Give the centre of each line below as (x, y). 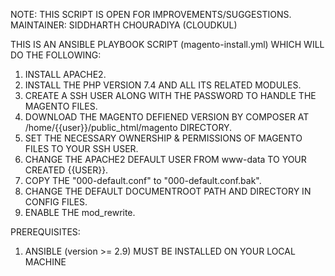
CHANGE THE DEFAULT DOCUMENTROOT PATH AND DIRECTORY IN (168, 191)
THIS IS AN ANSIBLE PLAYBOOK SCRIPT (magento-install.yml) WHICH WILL (167, 44)
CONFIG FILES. (56, 202)
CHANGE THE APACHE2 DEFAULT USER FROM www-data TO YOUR (165, 159)
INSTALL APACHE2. (65, 74)
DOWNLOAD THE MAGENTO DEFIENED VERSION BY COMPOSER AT (167, 117)
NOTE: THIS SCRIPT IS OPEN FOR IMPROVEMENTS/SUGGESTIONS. (151, 14)
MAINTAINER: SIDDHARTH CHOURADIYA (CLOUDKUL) (124, 25)
